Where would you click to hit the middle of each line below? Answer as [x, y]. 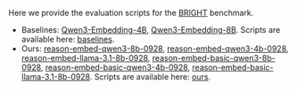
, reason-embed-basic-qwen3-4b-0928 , [115, 67]
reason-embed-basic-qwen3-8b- [214, 58]
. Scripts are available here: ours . [150, 77]
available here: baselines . [68, 39]
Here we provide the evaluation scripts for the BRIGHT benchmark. [131, 13]
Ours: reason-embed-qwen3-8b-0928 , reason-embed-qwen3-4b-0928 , [155, 49]
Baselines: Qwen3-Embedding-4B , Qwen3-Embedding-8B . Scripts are [151, 30]
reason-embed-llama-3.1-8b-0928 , [86, 58]
